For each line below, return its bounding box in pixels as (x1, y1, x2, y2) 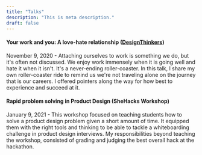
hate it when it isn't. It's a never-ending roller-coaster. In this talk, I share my (6, 64, 195, 72)
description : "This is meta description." (6, 14, 115, 20)
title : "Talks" (6, 8, 45, 15)
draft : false (6, 20, 39, 26)
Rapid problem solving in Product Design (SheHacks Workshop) (6, 97, 170, 105)
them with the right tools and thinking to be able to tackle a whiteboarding (6, 124, 190, 131)
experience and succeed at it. (6, 84, 80, 91)
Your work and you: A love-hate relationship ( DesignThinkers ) (6, 38, 165, 46)
